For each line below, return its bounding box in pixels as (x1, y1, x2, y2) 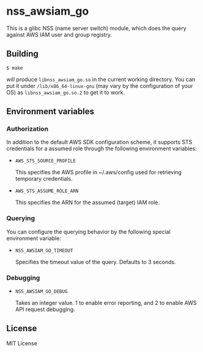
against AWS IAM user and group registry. (6, 31, 112, 38)
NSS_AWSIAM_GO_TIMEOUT (15, 248, 73, 254)
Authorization (6, 125, 49, 133)
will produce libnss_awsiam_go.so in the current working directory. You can (6, 75, 196, 83)
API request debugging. (15, 306, 75, 313)
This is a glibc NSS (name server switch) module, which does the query (6, 24, 186, 32)
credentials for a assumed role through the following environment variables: (6, 145, 197, 152)
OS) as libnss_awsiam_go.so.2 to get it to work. (6, 89, 125, 96)
